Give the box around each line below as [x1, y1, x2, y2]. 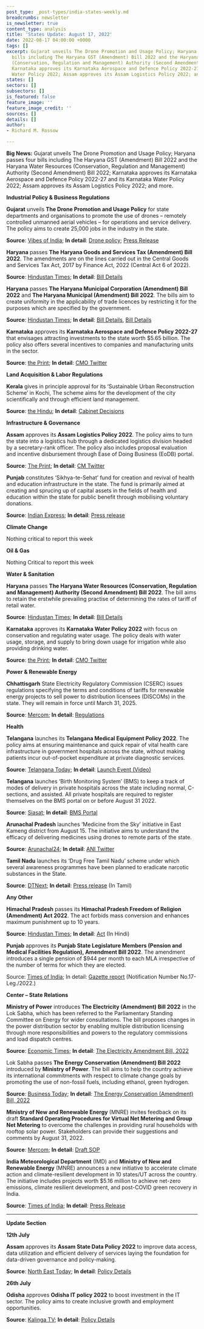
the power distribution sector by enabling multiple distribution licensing [6, 1022, 184, 1030]
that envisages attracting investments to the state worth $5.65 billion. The [6, 335, 191, 341]
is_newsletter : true [6, 20, 59, 26]
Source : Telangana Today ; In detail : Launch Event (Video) [6, 766, 152, 773]
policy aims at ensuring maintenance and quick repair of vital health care [6, 741, 188, 748]
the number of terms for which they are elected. [6, 962, 126, 968]
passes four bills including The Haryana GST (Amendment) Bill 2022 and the [6, 156, 197, 163]
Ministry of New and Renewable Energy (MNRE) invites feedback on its [6, 1108, 187, 1116]
